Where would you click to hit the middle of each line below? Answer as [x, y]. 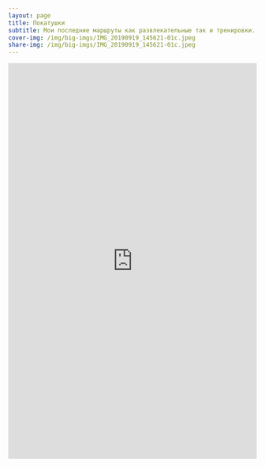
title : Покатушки [37, 23]
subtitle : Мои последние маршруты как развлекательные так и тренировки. [132, 30]
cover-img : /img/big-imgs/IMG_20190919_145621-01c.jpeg [102, 38]
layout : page [30, 15]
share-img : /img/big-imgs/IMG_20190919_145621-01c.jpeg [102, 45]
